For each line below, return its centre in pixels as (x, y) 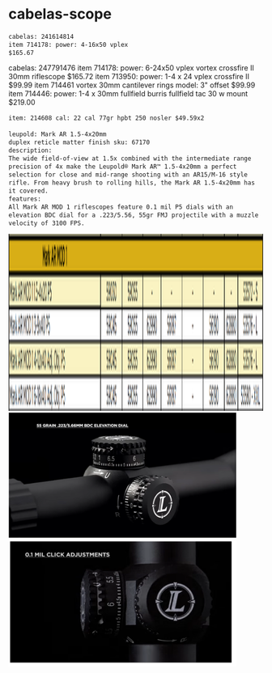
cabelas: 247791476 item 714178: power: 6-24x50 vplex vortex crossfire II (132, 68)
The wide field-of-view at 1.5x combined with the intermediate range (130, 159)
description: (30, 150)
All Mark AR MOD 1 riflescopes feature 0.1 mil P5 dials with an (121, 207)
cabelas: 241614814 (41, 36)
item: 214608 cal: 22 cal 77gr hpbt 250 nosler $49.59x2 (106, 118)
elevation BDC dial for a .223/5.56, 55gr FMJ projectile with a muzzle (134, 215)
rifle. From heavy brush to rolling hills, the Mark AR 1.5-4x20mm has (132, 183)
